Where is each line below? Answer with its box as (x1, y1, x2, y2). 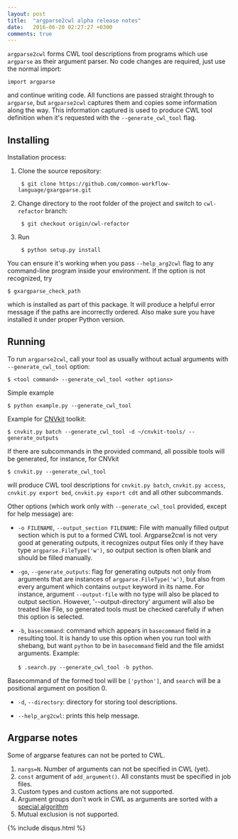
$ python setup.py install (21, 246, 101, 254)
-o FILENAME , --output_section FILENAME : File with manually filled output (17, 523, 229, 532)
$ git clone (21, 180, 57, 188)
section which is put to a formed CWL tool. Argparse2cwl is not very (17, 530, 218, 539)
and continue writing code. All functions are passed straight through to (7, 91, 215, 99)
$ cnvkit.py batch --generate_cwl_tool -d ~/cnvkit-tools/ (7, 428, 186, 435)
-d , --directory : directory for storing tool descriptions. (17, 697, 178, 706)
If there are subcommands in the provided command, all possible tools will (7, 446, 225, 455)
